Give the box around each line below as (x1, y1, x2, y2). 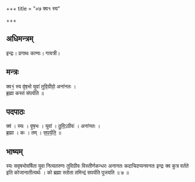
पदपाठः (6, 107, 25, 117)
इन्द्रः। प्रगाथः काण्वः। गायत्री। (6, 50, 61, 57)
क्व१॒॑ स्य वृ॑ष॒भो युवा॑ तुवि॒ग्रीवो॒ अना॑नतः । (6, 83, 77, 90)
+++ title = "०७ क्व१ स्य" (6, 5, 61, 12)
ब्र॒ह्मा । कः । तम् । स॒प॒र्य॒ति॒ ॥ (6, 129, 61, 136)
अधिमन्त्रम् (6, 34, 34, 44)
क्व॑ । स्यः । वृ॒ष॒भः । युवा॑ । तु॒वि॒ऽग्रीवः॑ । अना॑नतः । (6, 122, 101, 129)
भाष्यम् (6, 147, 23, 157)
